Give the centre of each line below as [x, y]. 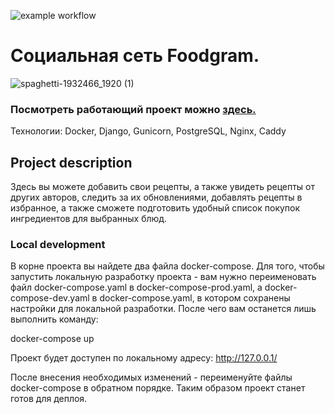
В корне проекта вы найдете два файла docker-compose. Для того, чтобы [167, 266]
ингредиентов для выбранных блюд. [89, 219]
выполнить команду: [54, 319]
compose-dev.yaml [50, 298]
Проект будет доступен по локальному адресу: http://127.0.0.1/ [144, 358]
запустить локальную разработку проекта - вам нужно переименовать [163, 277]
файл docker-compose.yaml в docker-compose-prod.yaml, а [136, 287]
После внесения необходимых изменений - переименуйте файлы [151, 377]
